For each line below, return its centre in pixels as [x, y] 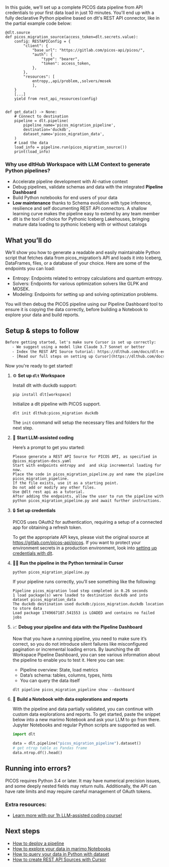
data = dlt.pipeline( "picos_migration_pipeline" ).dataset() [77, 744]
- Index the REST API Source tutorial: [54, 352]
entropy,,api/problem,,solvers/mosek [72, 81]
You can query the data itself [50, 680]
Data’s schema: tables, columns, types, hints [66, 675]
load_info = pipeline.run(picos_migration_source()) [71, 147]
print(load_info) [32, 152]
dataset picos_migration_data [44, 600]
